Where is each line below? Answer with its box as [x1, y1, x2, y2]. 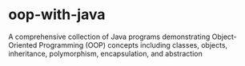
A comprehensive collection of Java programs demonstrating [8, 32, 211, 41]
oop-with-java [8, 6, 106, 24]
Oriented [8, 40, 38, 49]
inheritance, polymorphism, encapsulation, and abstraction [8, 49, 203, 58]
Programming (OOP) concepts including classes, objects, [38, 40, 228, 49]
